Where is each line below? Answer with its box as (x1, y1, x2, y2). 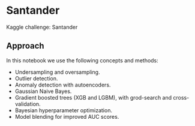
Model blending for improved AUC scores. (14, 113, 119, 120)
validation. (14, 100, 41, 107)
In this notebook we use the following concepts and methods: (6, 56, 159, 64)
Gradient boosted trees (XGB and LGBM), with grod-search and (14, 94, 172, 101)
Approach (6, 41, 44, 51)
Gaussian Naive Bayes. (14, 88, 72, 95)
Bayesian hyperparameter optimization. (14, 106, 113, 114)
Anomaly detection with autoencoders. (14, 81, 111, 88)
